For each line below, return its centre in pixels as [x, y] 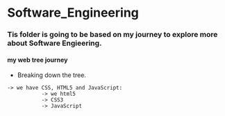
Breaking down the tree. [52, 75]
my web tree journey [37, 60]
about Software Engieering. [55, 43]
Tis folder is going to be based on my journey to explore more [112, 35]
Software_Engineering [73, 13]
